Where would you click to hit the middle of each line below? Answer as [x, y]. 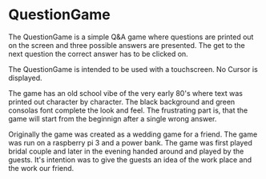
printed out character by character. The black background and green [122, 101]
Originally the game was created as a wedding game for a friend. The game [133, 134]
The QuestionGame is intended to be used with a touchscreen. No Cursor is [133, 69]
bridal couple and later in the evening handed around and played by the [126, 151]
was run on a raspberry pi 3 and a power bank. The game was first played [130, 142]
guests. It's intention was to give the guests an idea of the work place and [130, 159]
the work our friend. [41, 168]
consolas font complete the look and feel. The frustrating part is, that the [128, 110]
